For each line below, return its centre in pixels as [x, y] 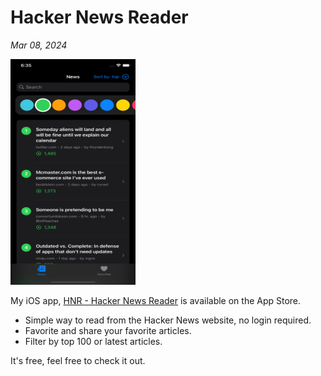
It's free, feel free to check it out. [78, 361]
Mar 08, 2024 [39, 45]
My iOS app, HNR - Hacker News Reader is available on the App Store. [156, 301]
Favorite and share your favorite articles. [108, 331]
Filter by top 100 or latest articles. [93, 342]
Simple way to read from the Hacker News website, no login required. [168, 320]
